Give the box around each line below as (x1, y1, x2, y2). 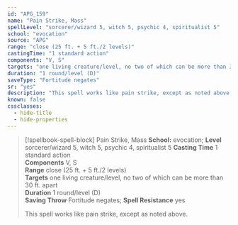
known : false (7, 97, 46, 104)
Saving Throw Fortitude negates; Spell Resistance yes (24, 196, 186, 204)
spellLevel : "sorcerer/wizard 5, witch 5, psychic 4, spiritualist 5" (7, 23, 220, 31)
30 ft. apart (24, 180, 58, 189)
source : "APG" (7, 37, 50, 44)
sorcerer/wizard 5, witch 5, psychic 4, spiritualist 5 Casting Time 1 (24, 143, 218, 151)
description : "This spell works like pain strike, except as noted (7, 89, 211, 97)
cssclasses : (7, 103, 42, 110)
